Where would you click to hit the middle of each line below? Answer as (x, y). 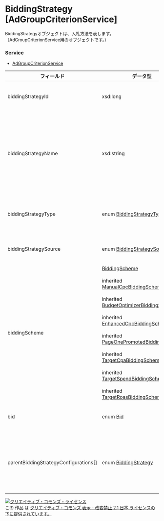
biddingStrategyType (32, 214)
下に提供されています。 (29, 514)
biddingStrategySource (34, 249)
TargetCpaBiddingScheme (132, 360)
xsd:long (112, 96)
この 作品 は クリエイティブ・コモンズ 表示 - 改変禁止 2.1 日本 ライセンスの (80, 508)
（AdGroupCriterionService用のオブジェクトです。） (57, 40)
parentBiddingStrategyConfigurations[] (52, 463)
